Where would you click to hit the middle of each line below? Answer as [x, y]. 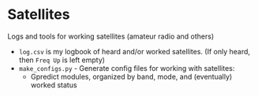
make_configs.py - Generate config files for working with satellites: [127, 68]
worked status [54, 85]
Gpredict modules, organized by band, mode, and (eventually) [131, 76]
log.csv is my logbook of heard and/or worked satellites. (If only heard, [134, 51]
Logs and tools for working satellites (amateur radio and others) [111, 36]
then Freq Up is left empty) [62, 60]
